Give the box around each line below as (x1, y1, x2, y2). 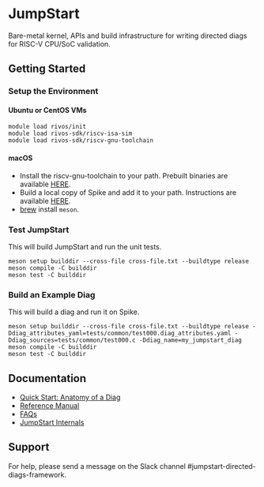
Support (8, 440, 50, 454)
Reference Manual (19, 401, 80, 410)
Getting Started (8, 62, 86, 76)
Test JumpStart (8, 224, 70, 235)
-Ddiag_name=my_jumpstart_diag (138, 336, 243, 344)
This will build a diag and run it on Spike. (8, 307, 140, 317)
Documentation (8, 372, 87, 385)
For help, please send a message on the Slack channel (8, 461, 186, 470)
